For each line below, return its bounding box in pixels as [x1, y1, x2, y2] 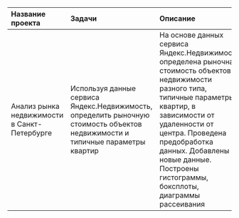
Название [11, 9, 46, 19]
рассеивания [159, 199, 205, 209]
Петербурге [11, 128, 52, 137]
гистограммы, [159, 172, 208, 182]
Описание [159, 14, 196, 24]
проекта [11, 18, 41, 28]
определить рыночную [70, 110, 150, 120]
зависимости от [159, 110, 215, 120]
